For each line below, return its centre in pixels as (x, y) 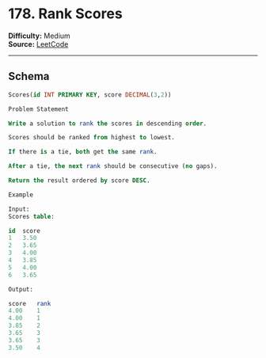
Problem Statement (38, 109)
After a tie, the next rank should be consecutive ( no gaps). (113, 166)
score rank (30, 303)
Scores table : (32, 216)
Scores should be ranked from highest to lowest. (92, 138)
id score (25, 230)
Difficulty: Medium (40, 36)
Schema (29, 76)
